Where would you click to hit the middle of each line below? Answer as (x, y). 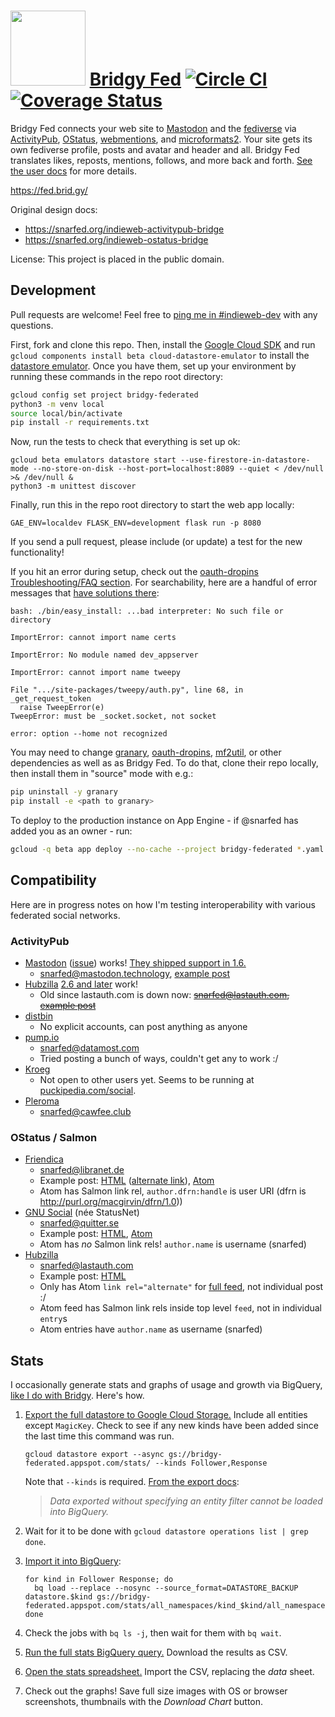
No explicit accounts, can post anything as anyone (143, 1026)
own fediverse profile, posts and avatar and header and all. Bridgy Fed (155, 149)
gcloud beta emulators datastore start (93, 460)
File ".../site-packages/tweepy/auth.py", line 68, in (127, 690)
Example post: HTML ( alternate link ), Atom (127, 1181)
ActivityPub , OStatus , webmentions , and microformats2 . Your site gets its (161, 139)
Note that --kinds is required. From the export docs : (132, 1482)
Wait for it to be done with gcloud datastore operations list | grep (166, 1531)
